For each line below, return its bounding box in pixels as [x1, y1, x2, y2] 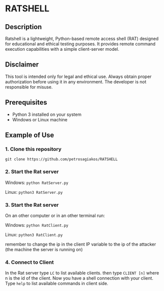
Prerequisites [5, 98, 47, 107]
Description [5, 23, 42, 31]
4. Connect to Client [5, 258, 54, 265]
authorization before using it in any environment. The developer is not [5, 78, 147, 84]
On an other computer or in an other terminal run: [5, 213, 105, 218]
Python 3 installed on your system [12, 111, 82, 117]
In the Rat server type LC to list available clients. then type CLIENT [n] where [5, 270, 159, 276]
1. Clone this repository [5, 145, 62, 152]
